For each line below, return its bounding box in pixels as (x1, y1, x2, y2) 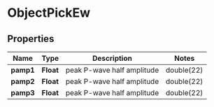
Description (92, 54, 133, 63)
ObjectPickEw (7, 5, 91, 21)
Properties (7, 33, 55, 45)
